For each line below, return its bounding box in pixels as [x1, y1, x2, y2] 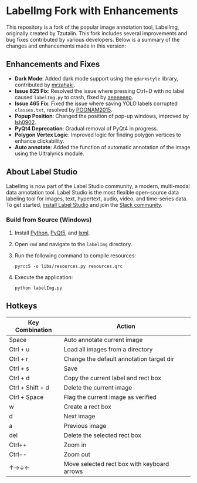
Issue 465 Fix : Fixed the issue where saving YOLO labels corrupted [14, 100, 178, 107]
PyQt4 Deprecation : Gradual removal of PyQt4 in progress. [14, 125, 158, 132]
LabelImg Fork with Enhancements [6, 4, 179, 18]
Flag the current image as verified [63, 393, 157, 401]
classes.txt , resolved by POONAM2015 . [14, 106, 113, 113]
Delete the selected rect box [63, 431, 142, 439]
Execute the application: [14, 273, 73, 280]
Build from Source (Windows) [6, 216, 92, 224]
